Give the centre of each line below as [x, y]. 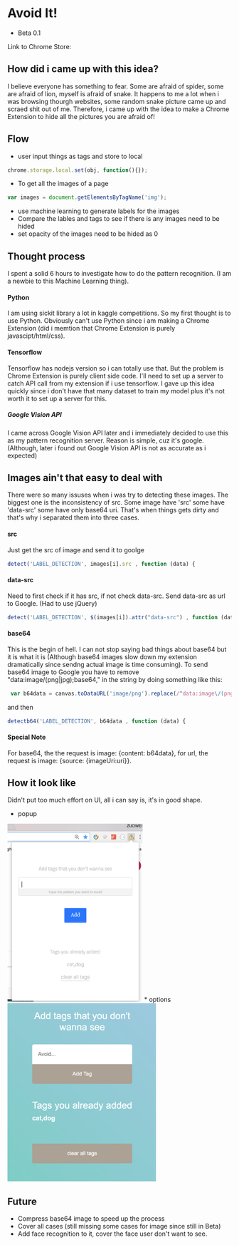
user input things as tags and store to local [80, 156]
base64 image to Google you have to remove [74, 672]
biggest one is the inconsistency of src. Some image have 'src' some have [116, 502]
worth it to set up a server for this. [57, 398]
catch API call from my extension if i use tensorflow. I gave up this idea [111, 383]
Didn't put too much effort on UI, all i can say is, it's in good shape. [105, 800]
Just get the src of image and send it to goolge [76, 549]
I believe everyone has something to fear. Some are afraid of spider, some [116, 86]
